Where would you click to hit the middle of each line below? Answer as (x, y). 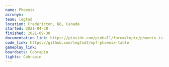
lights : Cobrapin (23, 57)
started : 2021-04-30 (27, 29)
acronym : (14, 15)
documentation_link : (27, 38)
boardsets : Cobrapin (27, 52)
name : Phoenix (20, 10)
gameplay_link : (21, 47)
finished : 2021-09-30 (28, 33)
